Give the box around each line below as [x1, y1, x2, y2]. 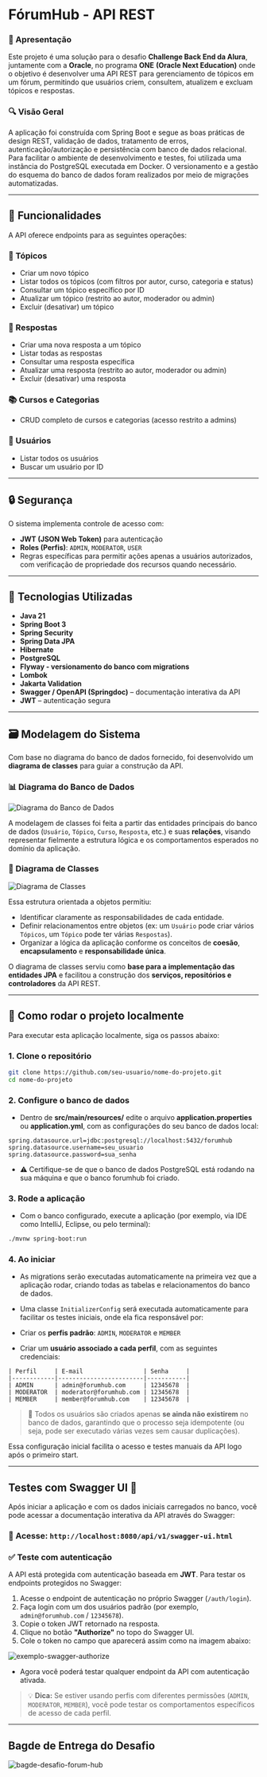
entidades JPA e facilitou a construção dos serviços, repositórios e [8, 970, 232, 980]
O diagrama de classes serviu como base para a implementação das [8, 961, 235, 971]
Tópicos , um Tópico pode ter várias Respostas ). [19, 929, 172, 938]
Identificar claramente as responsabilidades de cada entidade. [19, 912, 225, 922]
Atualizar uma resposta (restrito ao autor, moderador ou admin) [19, 365, 227, 375]
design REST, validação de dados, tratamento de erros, [8, 136, 189, 145]
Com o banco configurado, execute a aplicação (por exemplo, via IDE [19, 1211, 248, 1221]
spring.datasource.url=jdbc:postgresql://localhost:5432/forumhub [8, 1136, 233, 1145]
